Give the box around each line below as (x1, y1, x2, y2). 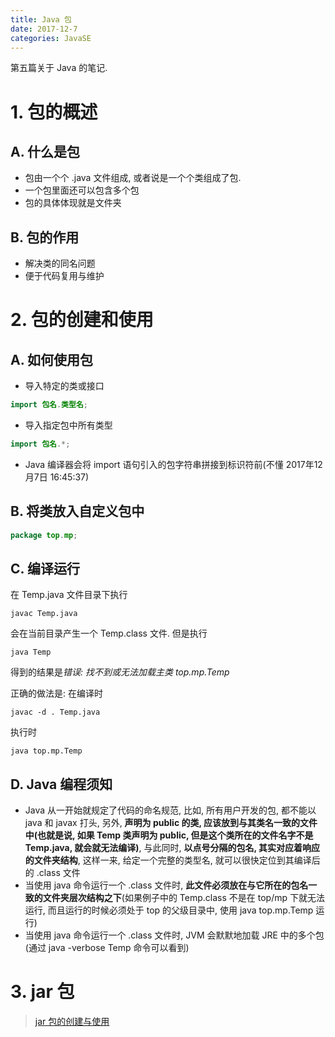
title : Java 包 (10, 14, 72, 25)
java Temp (10, 647, 52, 658)
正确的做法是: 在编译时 (10, 687, 103, 700)
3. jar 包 (10, 981, 75, 1003)
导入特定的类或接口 (24, 380, 105, 392)
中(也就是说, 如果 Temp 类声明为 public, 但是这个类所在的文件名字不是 (24, 829, 314, 841)
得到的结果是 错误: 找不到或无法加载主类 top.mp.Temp (10, 666, 230, 678)
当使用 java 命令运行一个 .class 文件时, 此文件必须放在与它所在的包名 (24, 879, 309, 891)
